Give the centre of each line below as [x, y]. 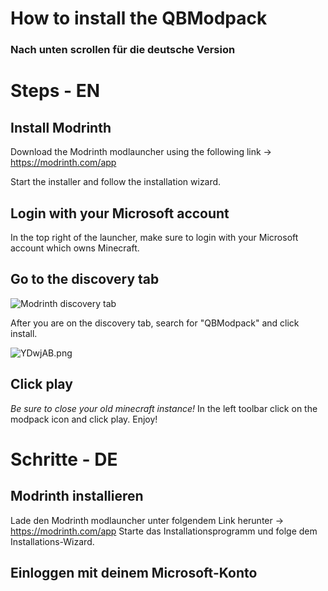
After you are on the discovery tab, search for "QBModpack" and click [155, 323]
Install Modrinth [61, 127]
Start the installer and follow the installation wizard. [116, 182]
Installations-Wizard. [52, 541]
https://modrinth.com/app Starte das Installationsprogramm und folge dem [164, 531]
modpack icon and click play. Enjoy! [84, 419]
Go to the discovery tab [85, 279]
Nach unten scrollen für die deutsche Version [123, 50]
